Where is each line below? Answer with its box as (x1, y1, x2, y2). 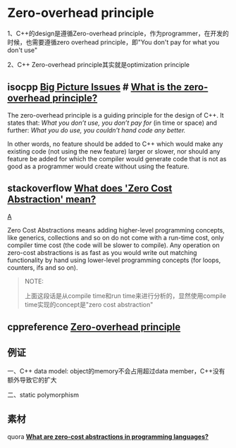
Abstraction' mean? (7, 194, 97, 206)
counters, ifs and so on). (7, 263, 78, 272)
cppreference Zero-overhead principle (7, 321, 181, 332)
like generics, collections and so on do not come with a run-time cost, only (7, 233, 224, 242)
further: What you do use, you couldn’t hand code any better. (7, 125, 186, 135)
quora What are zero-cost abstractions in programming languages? (7, 432, 209, 441)
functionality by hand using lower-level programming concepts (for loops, (7, 256, 221, 264)
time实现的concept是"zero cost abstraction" (24, 300, 154, 309)
